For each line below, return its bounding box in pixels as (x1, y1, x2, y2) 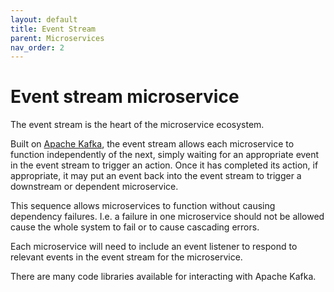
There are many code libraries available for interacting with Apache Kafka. (10, 271, 317, 283)
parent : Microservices (10, 33, 105, 43)
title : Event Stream (10, 24, 97, 34)
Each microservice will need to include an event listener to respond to (10, 241, 298, 253)
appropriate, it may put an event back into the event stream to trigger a (10, 170, 302, 182)
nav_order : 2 (10, 42, 65, 53)
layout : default (10, 14, 78, 25)
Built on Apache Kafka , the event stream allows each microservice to (10, 138, 295, 150)
